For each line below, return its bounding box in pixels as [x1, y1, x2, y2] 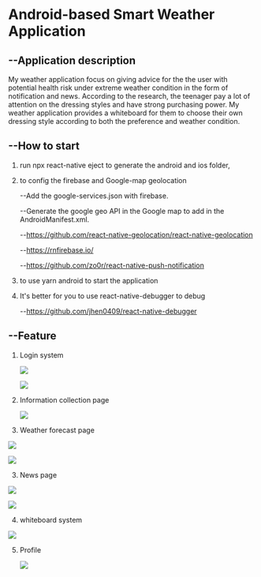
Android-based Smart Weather [8, 6, 215, 24]
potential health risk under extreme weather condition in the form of [8, 83, 229, 92]
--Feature [8, 329, 57, 343]
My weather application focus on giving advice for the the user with [8, 75, 228, 84]
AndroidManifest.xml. [19, 215, 90, 224]
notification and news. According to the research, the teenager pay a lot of [8, 92, 251, 100]
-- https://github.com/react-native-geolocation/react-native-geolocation [19, 230, 254, 239]
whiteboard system [19, 515, 83, 524]
